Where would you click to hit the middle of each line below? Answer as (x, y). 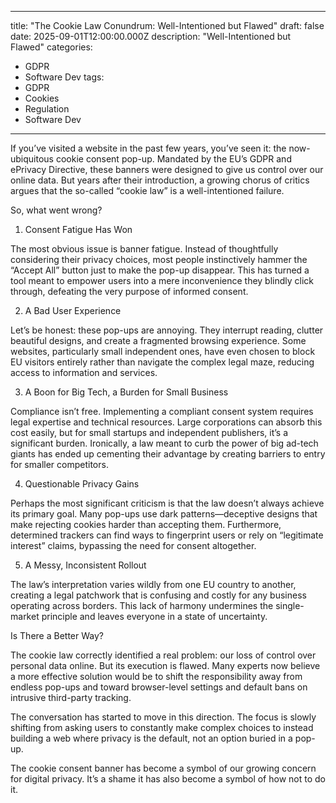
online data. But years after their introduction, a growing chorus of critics (160, 180)
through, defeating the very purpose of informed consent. (129, 291)
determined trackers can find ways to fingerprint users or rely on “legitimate (167, 535)
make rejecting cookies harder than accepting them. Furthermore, (146, 524)
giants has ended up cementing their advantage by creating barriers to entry (168, 454)
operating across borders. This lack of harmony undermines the (142, 605)
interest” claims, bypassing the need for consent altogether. (133, 545)
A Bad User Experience (73, 310)
